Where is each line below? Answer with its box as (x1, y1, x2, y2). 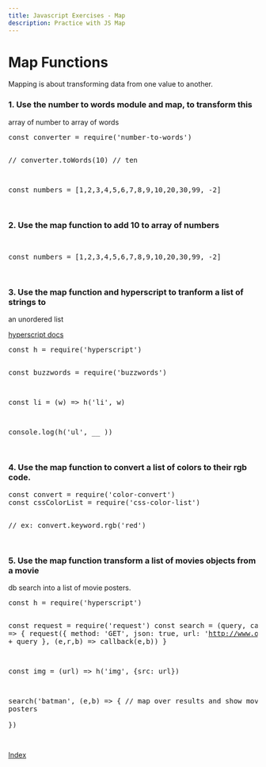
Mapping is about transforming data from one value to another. (8, 79, 214, 89)
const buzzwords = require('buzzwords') (8, 368, 168, 377)
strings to (8, 296, 46, 307)
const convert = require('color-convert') (8, 490, 176, 499)
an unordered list (8, 314, 64, 324)
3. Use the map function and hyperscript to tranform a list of (8, 287, 244, 298)
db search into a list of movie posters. (8, 583, 131, 592)
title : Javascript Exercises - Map (8, 11, 126, 20)
